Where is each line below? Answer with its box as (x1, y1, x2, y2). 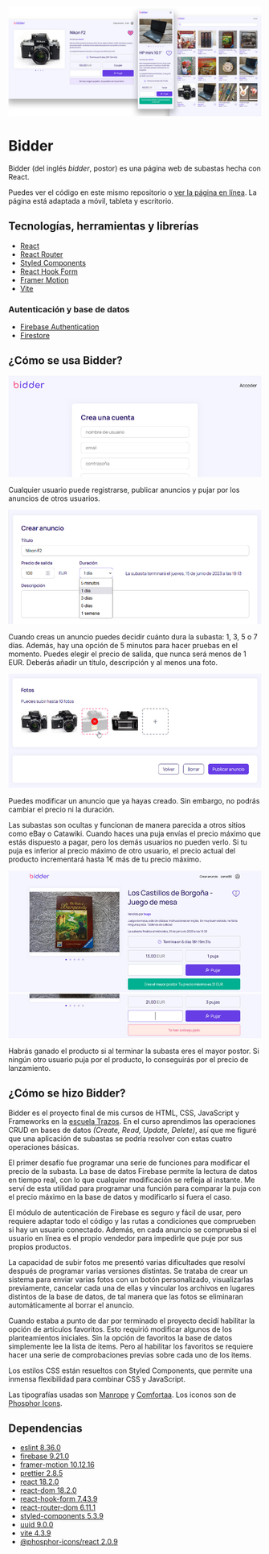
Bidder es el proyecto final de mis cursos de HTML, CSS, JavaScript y (8, 1108, 239, 1118)
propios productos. (8, 1242, 71, 1251)
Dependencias (8, 1421, 83, 1435)
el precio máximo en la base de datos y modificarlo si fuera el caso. (8, 1192, 232, 1201)
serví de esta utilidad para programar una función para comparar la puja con (8, 1183, 261, 1193)
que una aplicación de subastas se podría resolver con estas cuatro (8, 1134, 233, 1143)
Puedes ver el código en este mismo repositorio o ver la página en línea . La (8, 188, 257, 197)
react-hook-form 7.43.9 (19, 1494, 98, 1504)
